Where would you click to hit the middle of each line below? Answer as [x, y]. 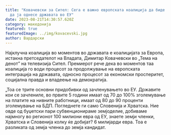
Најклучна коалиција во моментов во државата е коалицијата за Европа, [85, 53]
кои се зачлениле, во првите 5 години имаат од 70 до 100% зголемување [85, 95]
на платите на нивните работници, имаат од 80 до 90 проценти [74, 100]
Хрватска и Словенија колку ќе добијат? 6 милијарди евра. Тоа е [76, 122]
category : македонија [28, 24]
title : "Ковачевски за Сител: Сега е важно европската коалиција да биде [85, 10]
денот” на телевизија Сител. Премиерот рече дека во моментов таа [80, 63]
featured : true [21, 29]
